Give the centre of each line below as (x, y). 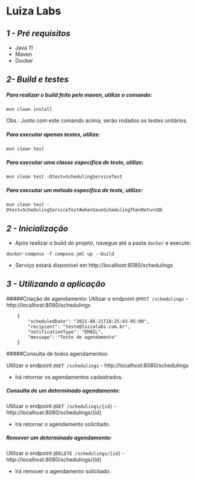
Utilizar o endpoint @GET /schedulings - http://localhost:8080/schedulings (98, 365)
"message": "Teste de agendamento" (73, 337)
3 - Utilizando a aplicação (56, 284)
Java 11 (24, 48)
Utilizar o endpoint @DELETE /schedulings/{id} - (65, 453)
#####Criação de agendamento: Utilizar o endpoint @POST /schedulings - (97, 298)
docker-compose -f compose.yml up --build (60, 254)
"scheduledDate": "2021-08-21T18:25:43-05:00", (89, 321)
